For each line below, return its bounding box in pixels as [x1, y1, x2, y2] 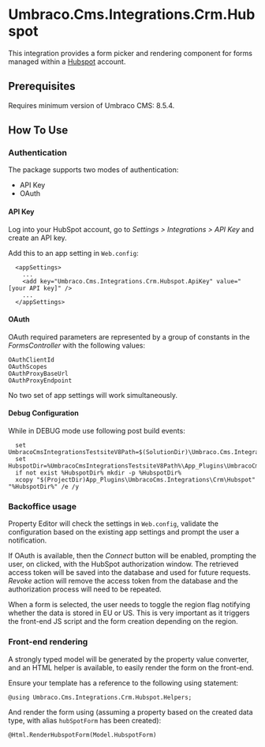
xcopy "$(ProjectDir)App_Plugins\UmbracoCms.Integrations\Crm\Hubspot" [15, 476, 256, 484]
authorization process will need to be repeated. [8, 584, 162, 594]
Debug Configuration [8, 408, 79, 418]
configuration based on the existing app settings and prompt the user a [8, 527, 240, 537]
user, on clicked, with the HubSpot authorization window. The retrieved [8, 559, 239, 569]
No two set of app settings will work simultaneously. [8, 390, 177, 400]
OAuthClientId [8, 355, 55, 364]
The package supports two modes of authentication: [8, 165, 179, 175]
